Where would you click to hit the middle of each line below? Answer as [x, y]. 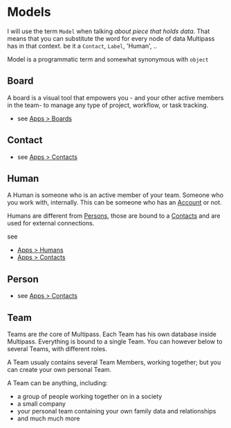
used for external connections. [51, 223]
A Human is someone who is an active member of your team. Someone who [115, 195]
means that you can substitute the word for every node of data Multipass [111, 38]
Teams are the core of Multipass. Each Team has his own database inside [112, 334]
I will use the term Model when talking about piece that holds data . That [109, 31]
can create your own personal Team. [59, 370]
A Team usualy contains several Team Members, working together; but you [114, 362]
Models [29, 12]
